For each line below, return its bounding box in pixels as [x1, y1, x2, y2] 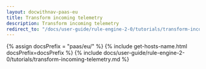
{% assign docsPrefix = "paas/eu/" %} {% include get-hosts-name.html [6, 43, 188, 50]
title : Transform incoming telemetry [6, 15, 103, 21]
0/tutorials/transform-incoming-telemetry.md [6, 56, 121, 63]
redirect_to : [6, 26, 40, 32]
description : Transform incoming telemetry [6, 20, 120, 26]
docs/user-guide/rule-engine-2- [103, 49, 185, 57]
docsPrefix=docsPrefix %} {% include [6, 49, 102, 57]
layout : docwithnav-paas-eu [6, 9, 78, 15]
